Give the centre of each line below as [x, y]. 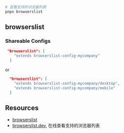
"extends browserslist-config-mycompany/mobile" [65, 88]
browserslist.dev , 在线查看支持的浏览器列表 [56, 126]
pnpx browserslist [24, 12]
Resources [22, 108]
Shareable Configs [28, 41]
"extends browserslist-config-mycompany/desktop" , [67, 83]
